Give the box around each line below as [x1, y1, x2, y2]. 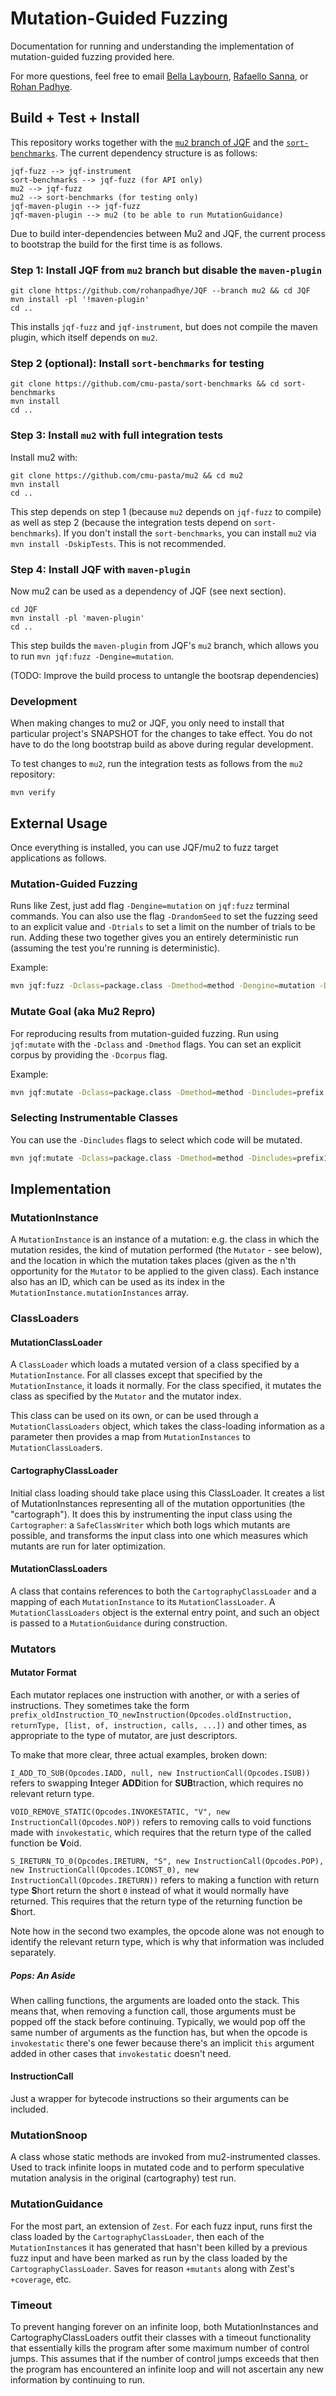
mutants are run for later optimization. [10, 1540, 167, 1552]
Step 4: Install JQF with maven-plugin [10, 562, 191, 576]
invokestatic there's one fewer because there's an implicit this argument [10, 2037, 315, 2049]
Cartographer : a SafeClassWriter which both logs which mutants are [10, 1518, 291, 1531]
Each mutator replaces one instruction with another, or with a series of [10, 1688, 300, 1701]
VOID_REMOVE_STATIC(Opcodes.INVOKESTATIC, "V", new [10, 1807, 230, 1817]
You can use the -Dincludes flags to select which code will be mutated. [10, 1133, 303, 1146]
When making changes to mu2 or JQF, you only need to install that [10, 717, 285, 729]
